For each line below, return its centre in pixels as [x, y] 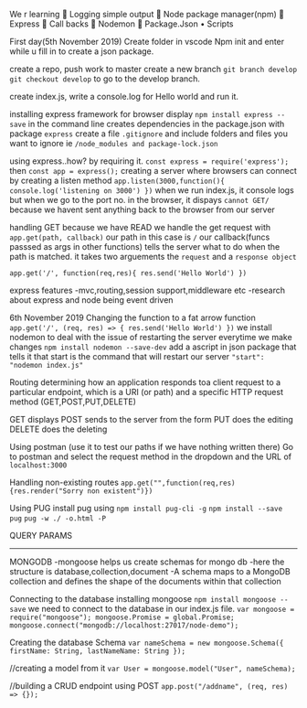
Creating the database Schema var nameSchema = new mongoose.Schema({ [147, 642]
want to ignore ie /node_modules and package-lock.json [114, 143]
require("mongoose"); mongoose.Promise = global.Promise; [122, 617]
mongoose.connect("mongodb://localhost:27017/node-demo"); [124, 626]
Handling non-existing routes [64, 482]
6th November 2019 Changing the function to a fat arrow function [132, 317]
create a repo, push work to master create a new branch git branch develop [153, 69]
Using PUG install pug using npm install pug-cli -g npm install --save [146, 508]
